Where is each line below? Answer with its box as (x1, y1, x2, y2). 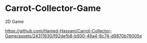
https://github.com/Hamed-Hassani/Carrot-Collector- (5, 28, 112, 33)
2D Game (5, 19, 24, 24)
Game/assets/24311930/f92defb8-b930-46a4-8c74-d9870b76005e (5, 33, 142, 39)
